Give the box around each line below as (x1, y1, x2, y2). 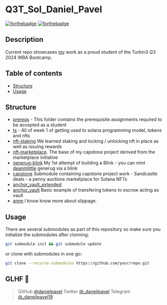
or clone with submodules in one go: (5, 251, 82, 257)
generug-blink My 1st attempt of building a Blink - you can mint (12, 160, 146, 166)
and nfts (12, 133, 31, 139)
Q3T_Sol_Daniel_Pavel (5, 4, 102, 15)
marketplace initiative (12, 154, 58, 160)
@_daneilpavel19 (17, 294, 53, 300)
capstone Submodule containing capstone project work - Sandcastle (12, 171, 158, 177)
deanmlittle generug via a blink (12, 165, 78, 172)
